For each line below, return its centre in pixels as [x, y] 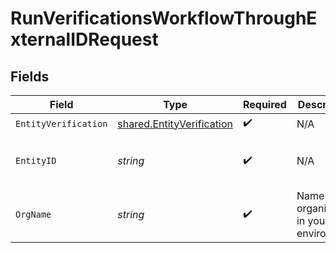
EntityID [36, 160]
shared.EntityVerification [175, 124]
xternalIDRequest [84, 39]
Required [264, 104]
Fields [30, 76]
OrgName [33, 214]
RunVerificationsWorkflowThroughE [164, 18]
